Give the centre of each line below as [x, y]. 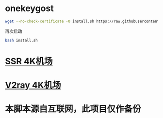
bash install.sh [21, 40]
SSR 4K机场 [29, 61]
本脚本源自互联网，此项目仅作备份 [73, 109]
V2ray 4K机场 [33, 85]
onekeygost [30, 8]
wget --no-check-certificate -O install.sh [50, 21]
